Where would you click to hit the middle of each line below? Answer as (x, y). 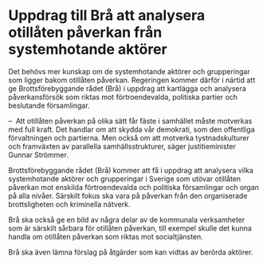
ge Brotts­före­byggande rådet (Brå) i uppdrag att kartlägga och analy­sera (128, 88)
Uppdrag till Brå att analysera (107, 16)
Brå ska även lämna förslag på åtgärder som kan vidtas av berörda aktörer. (131, 252)
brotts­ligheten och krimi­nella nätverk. (69, 204)
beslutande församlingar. (49, 105)
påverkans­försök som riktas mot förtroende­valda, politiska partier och (123, 97)
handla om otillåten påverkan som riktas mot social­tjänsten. (106, 236)
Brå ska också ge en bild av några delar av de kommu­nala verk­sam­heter (127, 220)
